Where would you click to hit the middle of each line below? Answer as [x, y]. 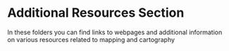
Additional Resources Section [96, 13]
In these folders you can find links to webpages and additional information [115, 32]
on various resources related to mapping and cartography [91, 39]
